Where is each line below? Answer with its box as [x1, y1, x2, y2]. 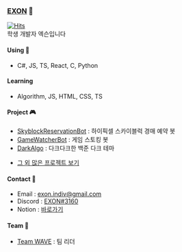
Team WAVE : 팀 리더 [16, 238, 75, 246]
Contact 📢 [7, 175, 36, 183]
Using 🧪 [7, 46, 29, 54]
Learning [7, 77, 34, 85]
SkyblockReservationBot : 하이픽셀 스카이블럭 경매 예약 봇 [16, 127, 176, 135]
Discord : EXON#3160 [16, 197, 79, 205]
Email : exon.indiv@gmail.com [16, 190, 102, 198]
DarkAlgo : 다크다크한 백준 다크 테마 [16, 144, 115, 152]
